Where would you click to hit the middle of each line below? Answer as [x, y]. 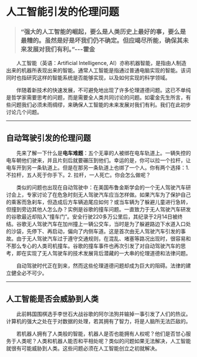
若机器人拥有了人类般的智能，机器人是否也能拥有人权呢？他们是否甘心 [101, 334]
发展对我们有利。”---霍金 [61, 49]
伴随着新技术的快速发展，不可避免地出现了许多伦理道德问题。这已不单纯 [104, 90]
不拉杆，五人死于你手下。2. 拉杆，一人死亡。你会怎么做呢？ [79, 175]
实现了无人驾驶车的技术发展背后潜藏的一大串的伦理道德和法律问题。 [108, 253]
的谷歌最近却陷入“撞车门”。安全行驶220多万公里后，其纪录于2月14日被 [92, 217]
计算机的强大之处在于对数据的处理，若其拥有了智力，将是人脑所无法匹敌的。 [98, 321]
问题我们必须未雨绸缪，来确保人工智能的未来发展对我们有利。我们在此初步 [101, 105]
